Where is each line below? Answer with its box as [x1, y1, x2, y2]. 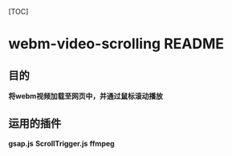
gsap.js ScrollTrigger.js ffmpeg [8, 138, 115, 148]
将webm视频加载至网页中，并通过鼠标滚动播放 [8, 91, 163, 101]
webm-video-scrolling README [8, 35, 225, 53]
